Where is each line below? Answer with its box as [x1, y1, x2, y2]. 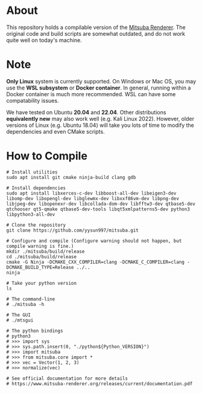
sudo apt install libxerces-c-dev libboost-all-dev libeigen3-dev [6, 190, 177, 197]
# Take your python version [6, 280, 77, 286]
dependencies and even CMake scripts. [6, 128, 105, 135]
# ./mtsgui [6, 317, 34, 323]
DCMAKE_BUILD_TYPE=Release [6, 264, 74, 270]
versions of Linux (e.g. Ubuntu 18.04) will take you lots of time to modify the [6, 122, 194, 129]
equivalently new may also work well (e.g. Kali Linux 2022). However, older [6, 115, 195, 122]
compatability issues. [6, 97, 59, 104]
